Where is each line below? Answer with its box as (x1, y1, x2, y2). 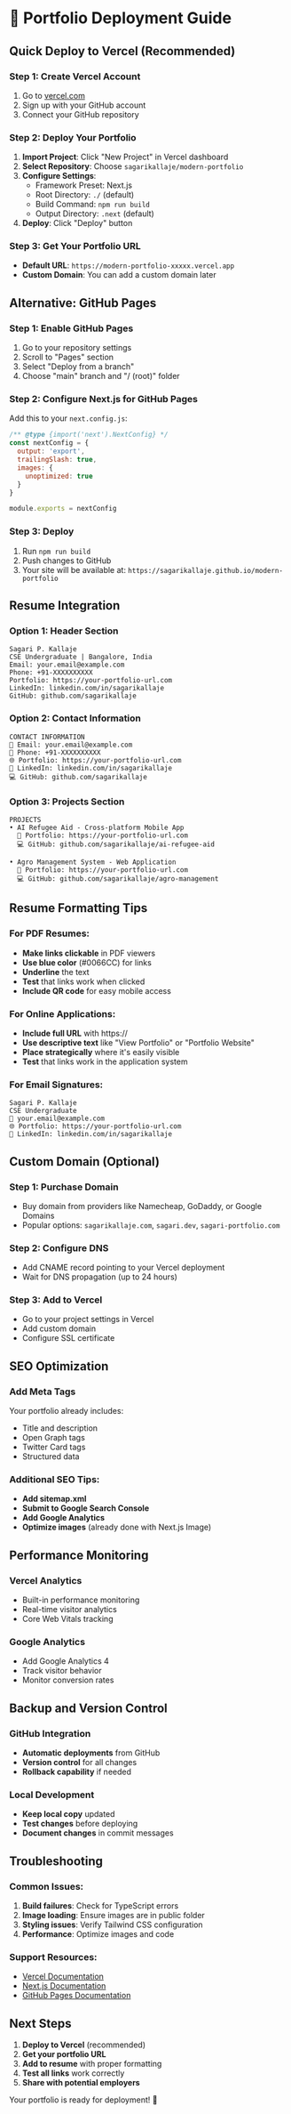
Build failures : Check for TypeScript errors (21, 1900, 179, 1911)
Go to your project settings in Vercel (21, 1314, 154, 1325)
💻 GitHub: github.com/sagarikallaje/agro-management (17, 874, 219, 884)
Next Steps (9, 2015, 72, 2031)
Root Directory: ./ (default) (35, 190, 135, 200)
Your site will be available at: (21, 564, 127, 575)
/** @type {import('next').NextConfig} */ (9, 431, 169, 440)
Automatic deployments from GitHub (21, 1747, 161, 1758)
